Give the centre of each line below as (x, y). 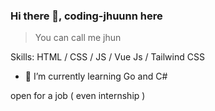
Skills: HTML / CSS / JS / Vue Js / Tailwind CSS (107, 57)
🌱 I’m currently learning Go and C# (96, 76)
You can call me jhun (78, 38)
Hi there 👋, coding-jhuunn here (86, 16)
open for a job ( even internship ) (78, 96)
